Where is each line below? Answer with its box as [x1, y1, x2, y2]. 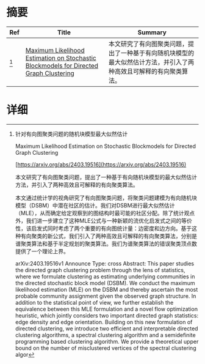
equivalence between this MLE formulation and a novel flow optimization [15, 305, 198, 313]
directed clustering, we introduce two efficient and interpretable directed [15, 325, 198, 332]
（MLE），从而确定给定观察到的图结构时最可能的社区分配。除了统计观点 [15, 209, 195, 217]
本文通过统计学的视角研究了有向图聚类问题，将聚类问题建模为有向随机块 [15, 194, 197, 201]
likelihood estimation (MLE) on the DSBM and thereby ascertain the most [15, 286, 198, 293]
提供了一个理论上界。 [15, 247, 69, 254]
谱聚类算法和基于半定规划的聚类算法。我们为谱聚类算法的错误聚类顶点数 [15, 240, 197, 247]
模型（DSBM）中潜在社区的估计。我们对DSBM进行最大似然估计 [15, 201, 175, 209]
